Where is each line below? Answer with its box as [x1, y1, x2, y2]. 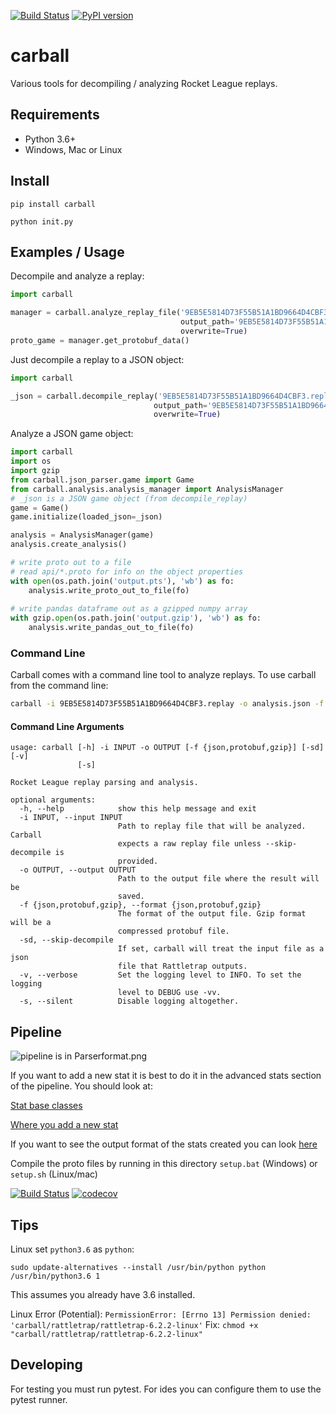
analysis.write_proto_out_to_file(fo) [28, 585, 190, 595]
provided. [117, 856, 159, 867]
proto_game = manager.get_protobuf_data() [10, 335, 190, 345]
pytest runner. [10, 1393, 68, 1405]
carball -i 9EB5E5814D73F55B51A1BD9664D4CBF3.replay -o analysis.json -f [10, 699, 325, 709]
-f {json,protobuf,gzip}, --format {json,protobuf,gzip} [19, 900, 262, 910]
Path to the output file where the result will [117, 874, 320, 884]
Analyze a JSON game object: [10, 428, 134, 440]
